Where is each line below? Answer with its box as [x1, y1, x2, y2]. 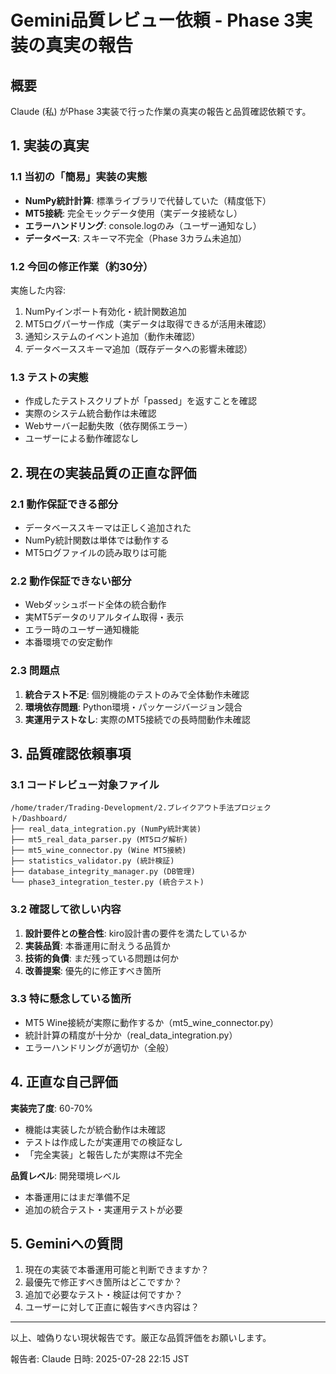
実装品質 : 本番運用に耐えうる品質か [24, 939, 171, 951]
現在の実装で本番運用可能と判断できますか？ [24, 1264, 210, 1276]
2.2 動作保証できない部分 [10, 574, 132, 588]
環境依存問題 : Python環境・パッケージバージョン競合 [24, 701, 243, 713]
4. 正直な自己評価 [10, 1074, 118, 1091]
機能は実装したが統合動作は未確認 [24, 1123, 166, 1135]
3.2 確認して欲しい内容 [10, 902, 122, 916]
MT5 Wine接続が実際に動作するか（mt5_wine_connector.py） [24, 1016, 280, 1028]
